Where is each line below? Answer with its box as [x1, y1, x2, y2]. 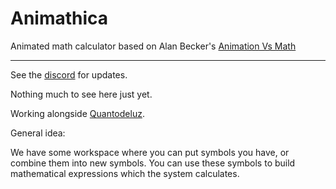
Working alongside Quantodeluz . [10, 107, 145, 119]
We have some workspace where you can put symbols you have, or [10, 146, 290, 158]
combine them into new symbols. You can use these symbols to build [10, 157, 296, 169]
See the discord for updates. [10, 68, 128, 81]
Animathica [10, 7, 109, 30]
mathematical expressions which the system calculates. [10, 167, 240, 179]
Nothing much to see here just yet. [10, 88, 153, 100]
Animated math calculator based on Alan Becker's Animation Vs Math [10, 40, 297, 52]
